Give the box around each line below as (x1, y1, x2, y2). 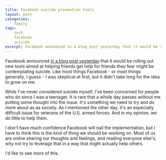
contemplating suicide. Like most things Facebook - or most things (5, 68, 141, 75)
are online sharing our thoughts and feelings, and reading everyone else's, (5, 135, 157, 141)
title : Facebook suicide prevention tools (5, 7, 94, 12)
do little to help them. (5, 115, 48, 121)
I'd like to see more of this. (5, 150, 59, 156)
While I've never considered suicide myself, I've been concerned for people (5, 88, 159, 94)
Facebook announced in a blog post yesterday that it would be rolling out (5, 58, 154, 64)
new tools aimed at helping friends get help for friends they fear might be (5, 63, 154, 69)
